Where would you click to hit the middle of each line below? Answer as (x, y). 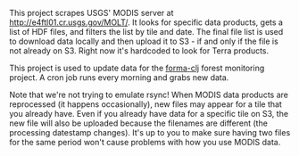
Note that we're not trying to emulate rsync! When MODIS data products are (149, 94)
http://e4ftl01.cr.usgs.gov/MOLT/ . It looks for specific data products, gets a (146, 22)
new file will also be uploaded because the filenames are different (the (138, 123)
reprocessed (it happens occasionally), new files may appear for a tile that (146, 104)
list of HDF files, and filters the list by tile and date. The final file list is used (146, 32)
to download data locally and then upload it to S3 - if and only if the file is (144, 41)
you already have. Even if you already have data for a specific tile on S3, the (149, 114)
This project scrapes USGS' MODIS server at (91, 13)
